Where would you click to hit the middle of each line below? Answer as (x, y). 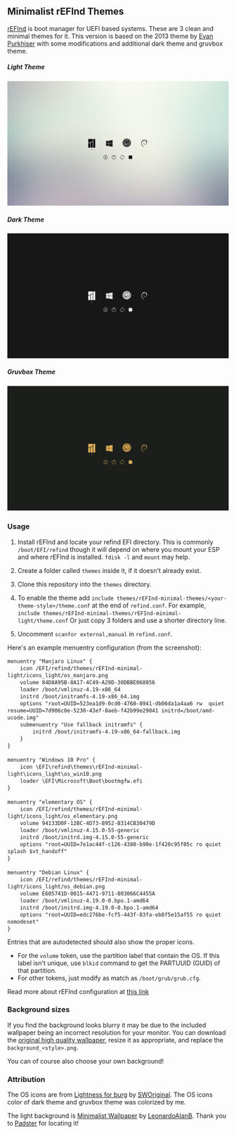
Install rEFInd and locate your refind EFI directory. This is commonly (115, 542)
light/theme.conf (43, 621)
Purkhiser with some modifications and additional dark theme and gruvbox (115, 43)
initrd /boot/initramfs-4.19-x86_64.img (80, 696)
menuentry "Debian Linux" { (48, 872)
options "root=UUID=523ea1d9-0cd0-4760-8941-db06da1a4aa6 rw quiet (122, 703)
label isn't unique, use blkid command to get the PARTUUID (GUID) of (119, 963)
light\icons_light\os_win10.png (54, 774)
